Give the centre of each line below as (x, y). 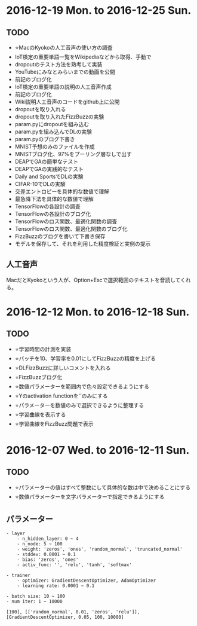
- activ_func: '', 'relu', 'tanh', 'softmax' (75, 565)
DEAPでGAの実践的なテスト (49, 169)
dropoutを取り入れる (40, 109)
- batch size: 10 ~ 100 (36, 596)
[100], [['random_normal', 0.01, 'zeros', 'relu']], (73, 612)
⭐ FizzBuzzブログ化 (39, 377)
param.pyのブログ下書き (45, 139)
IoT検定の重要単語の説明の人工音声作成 (63, 87)
